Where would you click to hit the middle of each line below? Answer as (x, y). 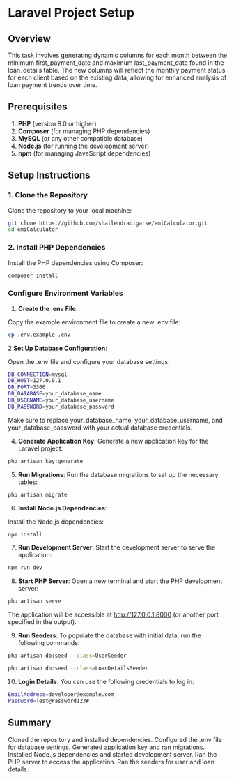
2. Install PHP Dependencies (57, 248)
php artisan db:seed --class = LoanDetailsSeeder (78, 668)
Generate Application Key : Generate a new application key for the (113, 441)
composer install (33, 275)
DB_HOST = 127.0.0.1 (34, 381)
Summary (30, 723)
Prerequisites (38, 107)
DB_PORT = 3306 (27, 387)
